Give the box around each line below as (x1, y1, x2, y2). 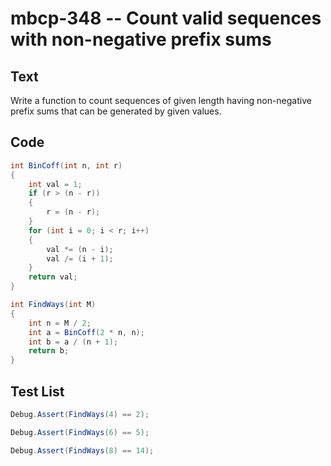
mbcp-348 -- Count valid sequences (10, 7, 322, 30)
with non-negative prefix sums (10, 28, 272, 51)
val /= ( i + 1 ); (46, 253, 114, 264)
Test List (10, 383, 65, 400)
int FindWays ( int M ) (10, 300, 97, 310)
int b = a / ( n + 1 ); (28, 337, 118, 347)
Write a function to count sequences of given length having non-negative (10, 95, 312, 106)
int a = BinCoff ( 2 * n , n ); (28, 327, 145, 337)
